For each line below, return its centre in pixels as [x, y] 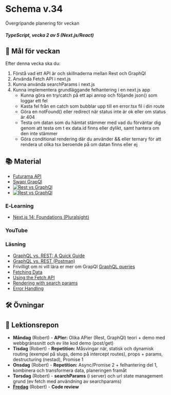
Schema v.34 [34, 9]
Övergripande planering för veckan [42, 23]
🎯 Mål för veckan [33, 51]
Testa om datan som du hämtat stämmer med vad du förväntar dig [91, 123]
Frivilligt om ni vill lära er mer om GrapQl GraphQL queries [74, 266]
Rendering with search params [45, 283]
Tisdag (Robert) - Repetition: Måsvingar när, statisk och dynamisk [83, 348]
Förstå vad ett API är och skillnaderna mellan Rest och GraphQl [79, 74]
